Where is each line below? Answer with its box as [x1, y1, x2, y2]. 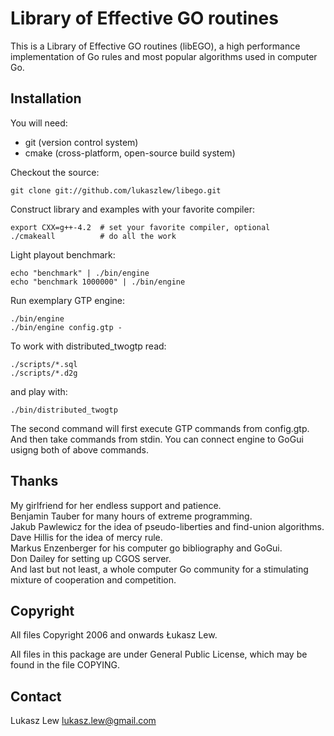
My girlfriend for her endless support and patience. [10, 499, 222, 511]
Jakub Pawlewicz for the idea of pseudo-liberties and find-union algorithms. [10, 520, 325, 532]
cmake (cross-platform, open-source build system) [24, 147, 236, 159]
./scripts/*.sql [10, 359, 78, 369]
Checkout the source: [10, 166, 100, 178]
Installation [10, 90, 82, 107]
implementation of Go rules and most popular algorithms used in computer [10, 50, 318, 62]
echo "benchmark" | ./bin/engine [10, 268, 150, 278]
